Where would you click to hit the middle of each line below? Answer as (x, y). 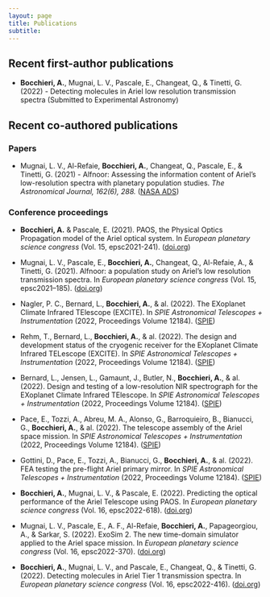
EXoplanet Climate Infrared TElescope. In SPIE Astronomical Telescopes (140, 395)
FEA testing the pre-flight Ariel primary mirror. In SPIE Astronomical (132, 469)
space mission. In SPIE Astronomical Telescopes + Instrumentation (131, 437)
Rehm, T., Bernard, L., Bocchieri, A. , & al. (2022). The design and (128, 337)
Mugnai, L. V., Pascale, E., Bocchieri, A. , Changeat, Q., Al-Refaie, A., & (137, 263)
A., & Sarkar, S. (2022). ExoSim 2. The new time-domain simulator (129, 535)
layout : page (30, 16)
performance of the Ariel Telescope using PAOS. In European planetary (139, 502)
